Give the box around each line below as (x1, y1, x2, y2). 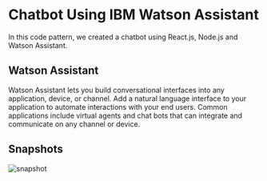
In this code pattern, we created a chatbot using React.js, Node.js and (8, 32, 238, 42)
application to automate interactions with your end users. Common (8, 102, 228, 111)
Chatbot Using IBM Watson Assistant (8, 6, 260, 24)
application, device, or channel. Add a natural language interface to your (8, 94, 246, 103)
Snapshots (8, 143, 64, 156)
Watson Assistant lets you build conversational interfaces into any (8, 85, 225, 95)
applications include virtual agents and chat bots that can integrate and (8, 111, 242, 120)
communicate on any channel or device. (8, 119, 141, 129)
